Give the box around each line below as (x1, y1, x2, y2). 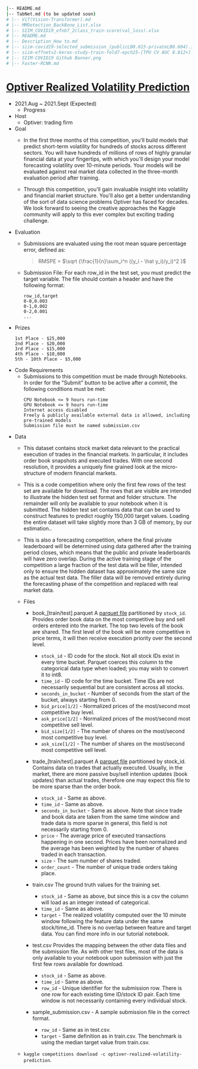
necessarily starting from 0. (41, 826, 108, 833)
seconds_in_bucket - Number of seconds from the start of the (41, 690, 190, 697)
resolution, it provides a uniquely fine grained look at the (23, 463, 161, 470)
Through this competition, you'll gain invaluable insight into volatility (23, 185, 189, 193)
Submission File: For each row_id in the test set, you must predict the (23, 269, 192, 276)
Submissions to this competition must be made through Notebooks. (23, 373, 187, 380)
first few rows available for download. (32, 960, 124, 967)
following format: (23, 281, 65, 289)
